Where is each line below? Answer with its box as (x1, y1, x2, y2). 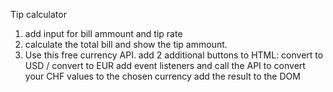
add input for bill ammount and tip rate (24, 28, 183, 39)
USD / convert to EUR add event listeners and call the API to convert (24, 60, 306, 71)
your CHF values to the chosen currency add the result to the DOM (24, 70, 301, 82)
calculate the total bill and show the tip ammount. (24, 39, 228, 50)
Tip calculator (10, 9, 67, 20)
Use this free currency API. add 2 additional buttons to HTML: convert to (24, 49, 324, 61)
